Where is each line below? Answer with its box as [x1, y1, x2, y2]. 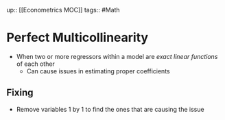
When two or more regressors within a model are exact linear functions [16, 52, 218, 60]
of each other [16, 60, 56, 68]
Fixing [6, 87, 34, 99]
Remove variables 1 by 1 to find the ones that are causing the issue [16, 105, 204, 113]
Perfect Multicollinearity [6, 30, 149, 45]
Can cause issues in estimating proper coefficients [26, 67, 170, 75]
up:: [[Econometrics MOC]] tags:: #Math [6, 6, 121, 14]
